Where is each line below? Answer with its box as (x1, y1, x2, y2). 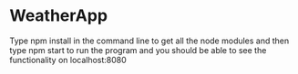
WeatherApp (9, 5, 108, 26)
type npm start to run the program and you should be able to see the (9, 44, 267, 55)
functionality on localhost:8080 (9, 54, 128, 65)
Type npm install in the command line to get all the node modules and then (9, 35, 290, 46)
